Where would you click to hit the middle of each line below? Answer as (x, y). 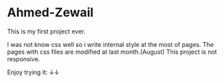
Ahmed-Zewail (50, 13)
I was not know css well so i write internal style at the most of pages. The (111, 44)
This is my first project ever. (46, 31)
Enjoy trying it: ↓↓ (33, 72)
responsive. (24, 59)
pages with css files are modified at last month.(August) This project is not (112, 52)
